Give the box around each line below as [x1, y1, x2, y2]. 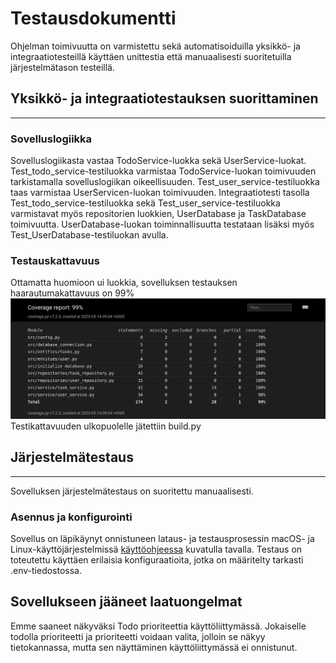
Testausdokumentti [10, 7, 177, 30]
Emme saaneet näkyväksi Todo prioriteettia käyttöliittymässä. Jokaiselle [10, 620, 307, 632]
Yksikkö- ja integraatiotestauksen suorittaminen [10, 90, 319, 107]
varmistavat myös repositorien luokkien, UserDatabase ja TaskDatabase [10, 208, 307, 220]
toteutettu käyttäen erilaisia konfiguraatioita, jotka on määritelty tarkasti [10, 553, 304, 566]
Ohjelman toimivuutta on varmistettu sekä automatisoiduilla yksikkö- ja [10, 40, 301, 52]
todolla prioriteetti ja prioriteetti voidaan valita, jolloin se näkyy [10, 630, 266, 642]
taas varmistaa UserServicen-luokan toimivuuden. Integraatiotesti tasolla [10, 187, 310, 199]
